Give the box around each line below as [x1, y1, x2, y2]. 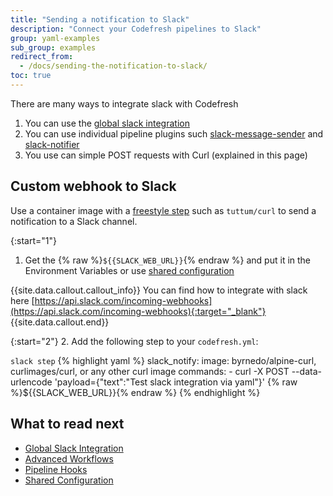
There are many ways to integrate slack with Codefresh [10, 97, 239, 110]
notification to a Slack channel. [10, 215, 138, 227]
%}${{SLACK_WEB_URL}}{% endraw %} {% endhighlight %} [10, 386, 261, 398]
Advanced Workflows [24, 452, 114, 465]
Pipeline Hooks [24, 463, 88, 475]
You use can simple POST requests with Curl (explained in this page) [24, 149, 308, 161]
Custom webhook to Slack [10, 178, 177, 195]
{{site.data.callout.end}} [10, 316, 110, 328]
